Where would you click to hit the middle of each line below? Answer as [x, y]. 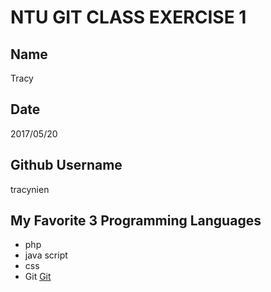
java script [46, 255]
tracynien [30, 189]
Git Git [38, 277]
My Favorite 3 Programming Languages [136, 221]
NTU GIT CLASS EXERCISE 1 [128, 17]
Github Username [66, 165]
